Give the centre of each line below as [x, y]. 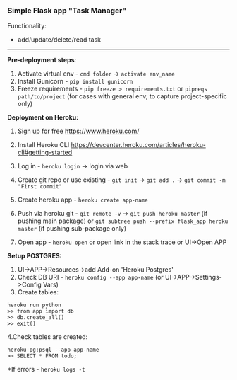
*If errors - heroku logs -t [47, 369]
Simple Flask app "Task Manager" [67, 11]
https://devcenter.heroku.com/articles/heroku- [138, 145]
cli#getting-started [45, 152]
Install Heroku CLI [43, 145]
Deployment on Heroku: [43, 117]
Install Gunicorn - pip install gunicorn [75, 81]
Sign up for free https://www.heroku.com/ [78, 131]
